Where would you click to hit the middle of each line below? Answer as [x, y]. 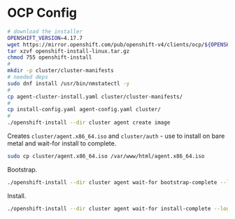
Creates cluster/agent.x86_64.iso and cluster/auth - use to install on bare [116, 136]
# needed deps [28, 77]
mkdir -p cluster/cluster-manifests [60, 71]
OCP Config [42, 13]
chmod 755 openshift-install [50, 57]
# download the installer [45, 31]
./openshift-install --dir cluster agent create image [89, 123]
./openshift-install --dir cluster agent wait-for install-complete [109, 209]
